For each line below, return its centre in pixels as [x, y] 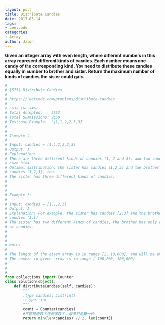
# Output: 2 [17, 209]
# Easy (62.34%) [22, 108]
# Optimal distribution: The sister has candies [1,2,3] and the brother [82, 167]
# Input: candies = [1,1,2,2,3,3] [41, 145]
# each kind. [18, 163]
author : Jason [20, 42]
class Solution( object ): [30, 282]
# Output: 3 [17, 149]
